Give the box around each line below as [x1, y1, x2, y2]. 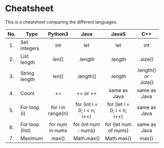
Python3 [48, 30, 68, 37]
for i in [51, 104, 66, 111]
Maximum [20, 135, 43, 142]
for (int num [73, 121, 100, 128]
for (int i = [75, 101, 98, 108]
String [20, 70, 35, 76]
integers [20, 45, 40, 52]
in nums [49, 127, 67, 134]
